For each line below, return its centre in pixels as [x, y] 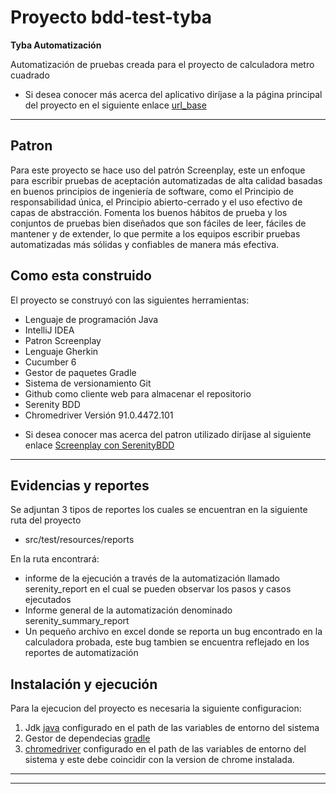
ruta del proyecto [46, 520]
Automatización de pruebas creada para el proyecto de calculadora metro [162, 64]
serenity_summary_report [77, 621]
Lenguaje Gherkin [61, 351]
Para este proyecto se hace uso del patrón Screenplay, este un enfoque [158, 170]
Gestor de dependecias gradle [87, 738]
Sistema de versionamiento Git [88, 383]
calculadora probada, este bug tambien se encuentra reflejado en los [167, 642]
